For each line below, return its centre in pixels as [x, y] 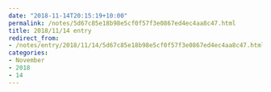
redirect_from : [34, 38]
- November [27, 61]
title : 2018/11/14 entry [50, 30]
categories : [28, 53]
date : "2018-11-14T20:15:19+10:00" [68, 16]
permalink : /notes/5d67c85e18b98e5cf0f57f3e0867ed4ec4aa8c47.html [122, 23]
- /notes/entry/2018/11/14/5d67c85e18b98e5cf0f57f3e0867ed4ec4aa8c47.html [137, 46]
